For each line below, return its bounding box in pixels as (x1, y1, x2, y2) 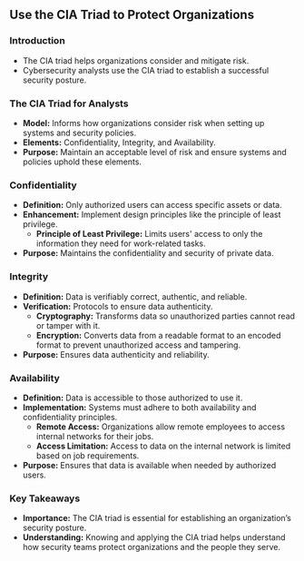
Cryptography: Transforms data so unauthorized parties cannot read (35, 310, 296, 321)
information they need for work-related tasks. (35, 238, 206, 249)
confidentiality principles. (22, 411, 118, 422)
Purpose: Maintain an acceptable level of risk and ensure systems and (22, 146, 288, 157)
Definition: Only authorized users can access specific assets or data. (22, 200, 283, 211)
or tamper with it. (35, 320, 101, 330)
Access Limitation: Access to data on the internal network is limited (35, 440, 291, 451)
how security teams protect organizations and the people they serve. (22, 542, 281, 553)
